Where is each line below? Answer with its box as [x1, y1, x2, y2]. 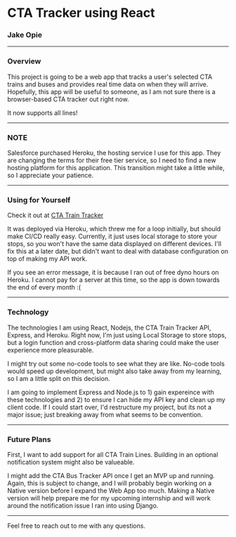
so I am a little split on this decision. [7, 374, 110, 382]
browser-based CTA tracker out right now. [7, 95, 129, 103]
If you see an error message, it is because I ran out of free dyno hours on [7, 268, 219, 277]
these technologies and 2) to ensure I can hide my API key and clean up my [7, 395, 226, 403]
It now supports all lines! [7, 108, 78, 117]
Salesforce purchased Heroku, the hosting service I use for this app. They [7, 149, 221, 157]
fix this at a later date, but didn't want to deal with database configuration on [7, 247, 228, 256]
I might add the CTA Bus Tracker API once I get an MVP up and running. [7, 471, 216, 479]
